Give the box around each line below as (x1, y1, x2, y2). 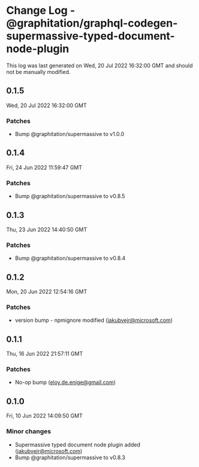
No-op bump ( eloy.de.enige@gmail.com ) (14, 379, 116, 386)
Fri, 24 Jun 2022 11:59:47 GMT (6, 164, 83, 171)
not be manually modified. (6, 68, 71, 75)
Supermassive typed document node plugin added (14, 441, 141, 448)
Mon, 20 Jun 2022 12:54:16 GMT (6, 288, 88, 295)
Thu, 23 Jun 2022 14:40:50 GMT (6, 226, 88, 233)
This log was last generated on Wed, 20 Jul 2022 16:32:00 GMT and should (6, 61, 193, 69)
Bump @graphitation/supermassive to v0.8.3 (14, 454, 126, 461)
